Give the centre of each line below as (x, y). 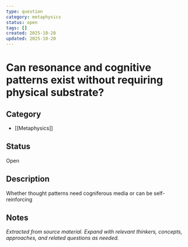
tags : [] (17, 28)
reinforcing (19, 199)
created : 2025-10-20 (31, 33)
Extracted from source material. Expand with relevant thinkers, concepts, (94, 232)
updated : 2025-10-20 (31, 39)
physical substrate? (55, 93)
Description (28, 179)
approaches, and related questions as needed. (62, 238)
